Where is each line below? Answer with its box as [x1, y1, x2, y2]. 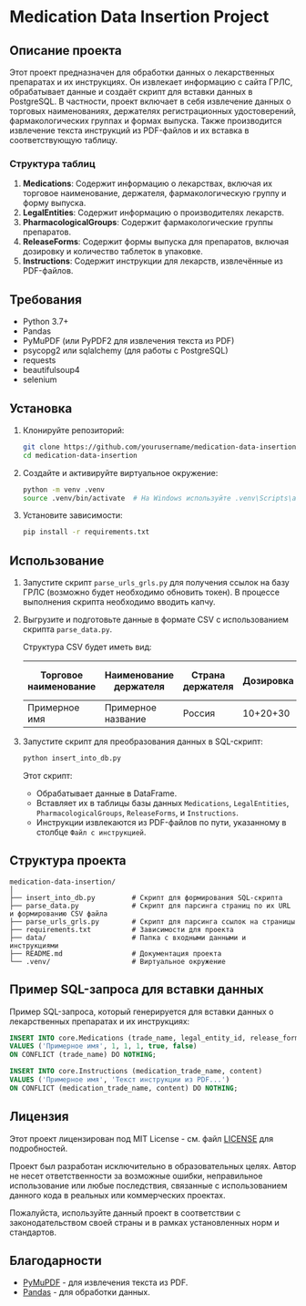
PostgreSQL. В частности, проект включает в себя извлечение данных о [9, 96, 291, 107]
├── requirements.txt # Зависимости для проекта [9, 925, 234, 934]
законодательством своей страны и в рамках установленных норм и [9, 1217, 280, 1228]
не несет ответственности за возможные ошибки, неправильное [9, 1170, 263, 1181]
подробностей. [9, 1143, 68, 1154]
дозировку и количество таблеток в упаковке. [22, 246, 203, 257]
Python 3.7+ [22, 316, 69, 327]
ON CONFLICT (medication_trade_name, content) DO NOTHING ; [9, 1083, 239, 1093]
